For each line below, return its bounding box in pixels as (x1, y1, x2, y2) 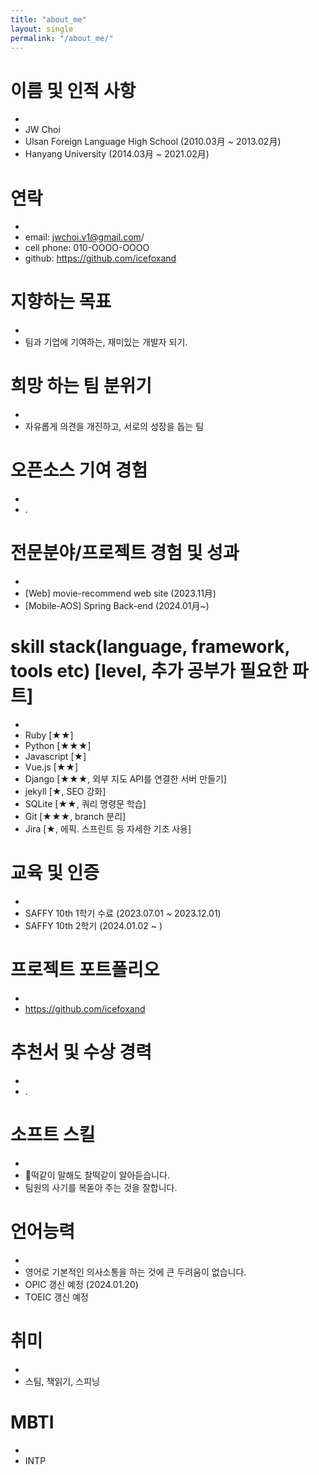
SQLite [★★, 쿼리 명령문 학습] (24, 797, 147, 810)
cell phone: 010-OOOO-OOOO (24, 242, 150, 254)
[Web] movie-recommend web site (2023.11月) (24, 587, 217, 599)
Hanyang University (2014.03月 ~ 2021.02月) (24, 148, 210, 160)
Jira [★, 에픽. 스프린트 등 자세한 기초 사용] (24, 822, 192, 835)
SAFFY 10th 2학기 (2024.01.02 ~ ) (24, 919, 163, 931)
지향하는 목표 (10, 291, 112, 313)
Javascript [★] (24, 750, 87, 762)
